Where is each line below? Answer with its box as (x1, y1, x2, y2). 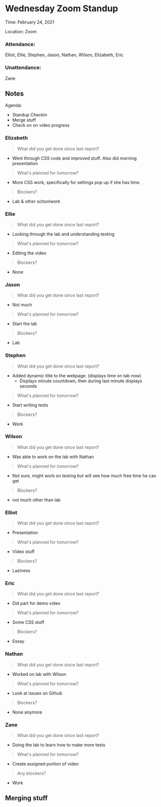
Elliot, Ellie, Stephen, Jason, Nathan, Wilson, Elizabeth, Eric (5, 52, 124, 58)
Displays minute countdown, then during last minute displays (19, 378, 142, 384)
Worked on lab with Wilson (12, 671, 67, 677)
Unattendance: (5, 64, 42, 71)
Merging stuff (5, 794, 48, 803)
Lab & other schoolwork (12, 198, 61, 204)
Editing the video (12, 250, 46, 256)
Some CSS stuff (12, 620, 45, 625)
